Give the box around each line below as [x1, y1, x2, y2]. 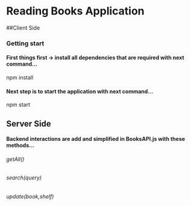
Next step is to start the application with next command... [6, 87, 154, 95]
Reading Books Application [6, 4, 145, 18]
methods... [6, 142, 35, 149]
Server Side [6, 119, 51, 129]
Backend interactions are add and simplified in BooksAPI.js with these [6, 136, 186, 143]
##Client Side [6, 24, 40, 31]
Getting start [6, 39, 45, 48]
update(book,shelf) [6, 193, 54, 200]
